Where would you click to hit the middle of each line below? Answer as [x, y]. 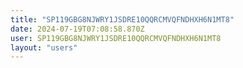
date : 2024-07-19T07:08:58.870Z [77, 29]
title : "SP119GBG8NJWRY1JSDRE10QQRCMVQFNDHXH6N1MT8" [122, 19]
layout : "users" [44, 47]
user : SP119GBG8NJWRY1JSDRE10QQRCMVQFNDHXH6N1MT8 [116, 38]
